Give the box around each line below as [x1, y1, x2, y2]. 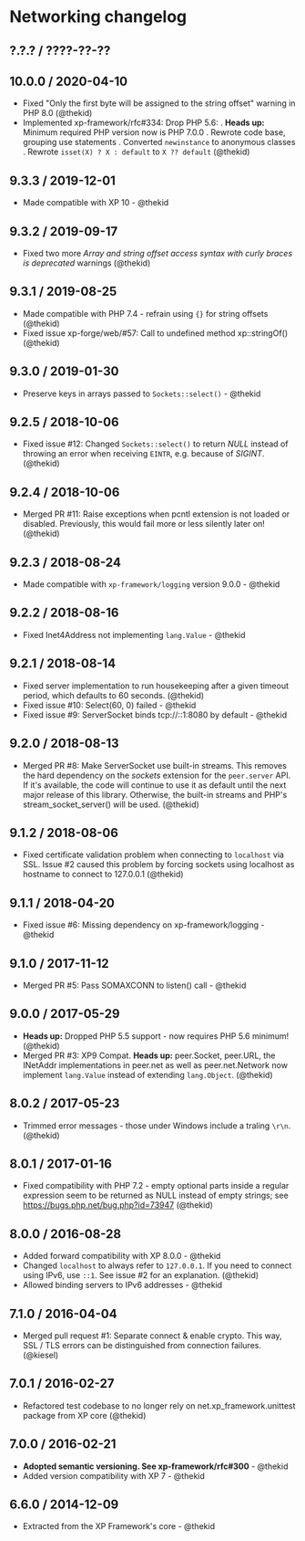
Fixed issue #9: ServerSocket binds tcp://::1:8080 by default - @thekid [22, 709, 288, 720]
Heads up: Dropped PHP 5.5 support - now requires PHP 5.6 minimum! [22, 1030, 290, 1042]
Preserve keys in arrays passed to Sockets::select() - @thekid [22, 388, 261, 399]
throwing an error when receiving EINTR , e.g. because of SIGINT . [22, 448, 265, 459]
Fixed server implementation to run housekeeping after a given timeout [22, 680, 290, 691]
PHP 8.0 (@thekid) [22, 108, 93, 119]
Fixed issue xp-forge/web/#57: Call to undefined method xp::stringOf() [22, 327, 289, 339]
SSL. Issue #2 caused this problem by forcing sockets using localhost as [22, 859, 295, 870]
